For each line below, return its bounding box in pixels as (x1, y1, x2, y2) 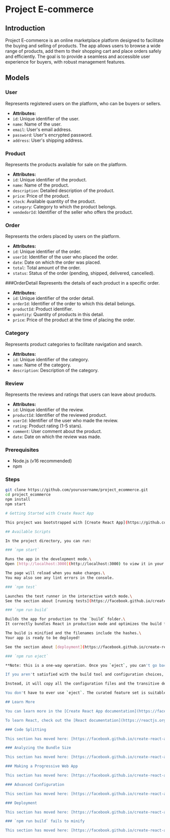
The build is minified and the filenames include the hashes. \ (5, 631, 142, 636)
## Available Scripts (5, 529, 51, 534)
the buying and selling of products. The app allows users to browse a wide (5, 43, 161, 49)
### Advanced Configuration (5, 782, 65, 787)
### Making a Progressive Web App (5, 764, 78, 769)
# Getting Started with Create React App (5, 511, 94, 516)
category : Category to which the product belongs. (12, 203, 117, 209)
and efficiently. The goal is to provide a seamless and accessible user (5, 53, 150, 59)
